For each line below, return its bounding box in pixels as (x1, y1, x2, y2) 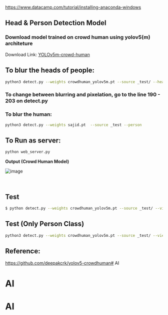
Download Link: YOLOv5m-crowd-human (5, 51, 90, 57)
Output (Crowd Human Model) (5, 159, 69, 165)
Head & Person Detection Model (5, 19, 106, 27)
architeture (5, 40, 33, 47)
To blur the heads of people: (5, 66, 95, 75)
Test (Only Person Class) (5, 220, 84, 228)
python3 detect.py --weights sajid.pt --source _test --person (5, 122, 142, 127)
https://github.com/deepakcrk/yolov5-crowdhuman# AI (5, 260, 119, 266)
